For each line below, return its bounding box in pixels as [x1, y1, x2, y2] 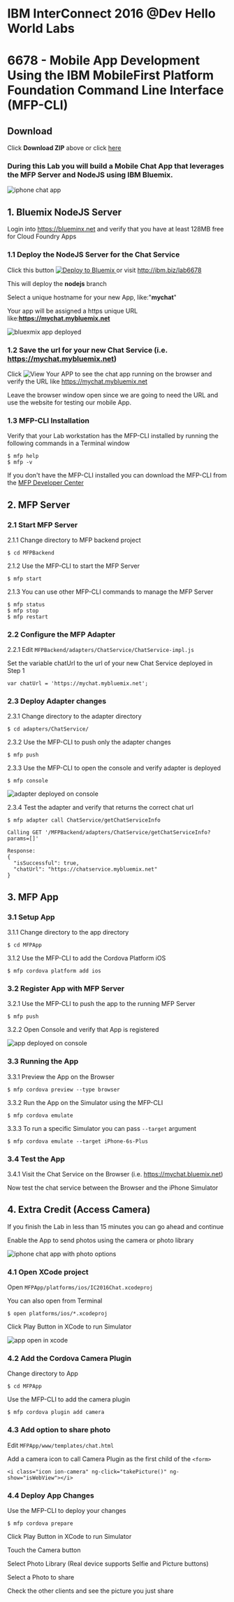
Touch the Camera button [7, 1546, 81, 1554]
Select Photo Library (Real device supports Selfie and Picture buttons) [7, 1559, 209, 1568]
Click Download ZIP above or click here [7, 144, 122, 152]
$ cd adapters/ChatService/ [7, 726, 89, 733]
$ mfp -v [7, 459, 33, 466]
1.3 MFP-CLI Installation [7, 416, 89, 426]
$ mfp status [7, 601, 45, 608]
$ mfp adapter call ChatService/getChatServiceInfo [7, 817, 161, 824]
